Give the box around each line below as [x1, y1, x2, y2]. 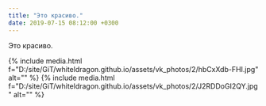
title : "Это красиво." [8, 11, 83, 20]
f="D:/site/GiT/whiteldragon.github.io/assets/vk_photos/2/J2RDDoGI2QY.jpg [8, 81, 258, 91]
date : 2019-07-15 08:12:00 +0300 [8, 19, 119, 27]
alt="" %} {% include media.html [8, 73, 115, 82]
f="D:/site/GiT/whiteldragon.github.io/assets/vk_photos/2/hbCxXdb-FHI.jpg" [8, 64, 259, 74]
